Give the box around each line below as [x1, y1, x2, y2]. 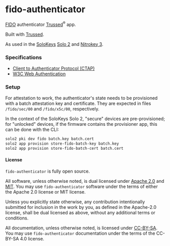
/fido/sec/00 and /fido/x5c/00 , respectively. [5, 106, 100, 112]
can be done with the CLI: [5, 126, 59, 133]
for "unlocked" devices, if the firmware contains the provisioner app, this [5, 121, 157, 127]
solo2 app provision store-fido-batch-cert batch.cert [5, 146, 124, 151]
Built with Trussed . [5, 31, 44, 37]
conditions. [5, 215, 29, 221]
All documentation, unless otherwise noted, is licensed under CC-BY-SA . [5, 225, 158, 231]
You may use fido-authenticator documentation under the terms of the [5, 230, 156, 236]
